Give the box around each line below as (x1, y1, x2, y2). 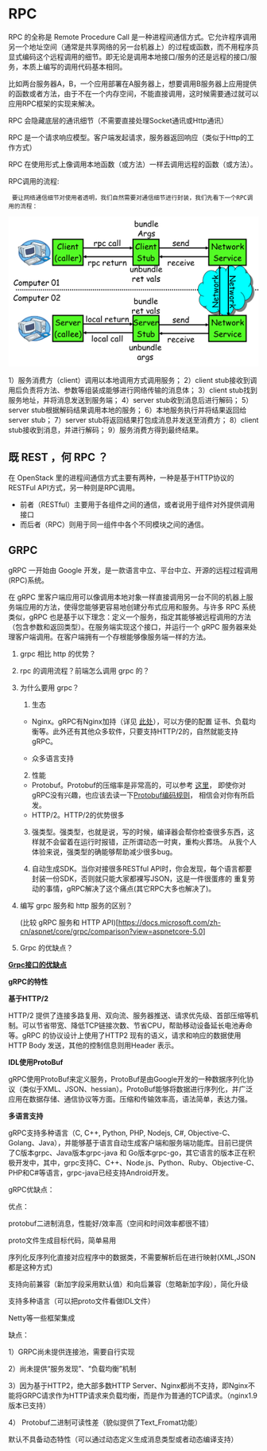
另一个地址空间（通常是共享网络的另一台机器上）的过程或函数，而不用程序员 (8, 41, 259, 52)
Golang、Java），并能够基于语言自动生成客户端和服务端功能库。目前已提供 (8, 1138, 253, 1148)
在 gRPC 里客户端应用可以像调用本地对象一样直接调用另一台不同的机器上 (8, 592, 246, 602)
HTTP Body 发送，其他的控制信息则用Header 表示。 (8, 1040, 179, 1051)
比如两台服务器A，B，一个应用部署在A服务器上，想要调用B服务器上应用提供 (8, 79, 257, 88)
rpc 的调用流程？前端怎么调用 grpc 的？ (19, 666, 150, 676)
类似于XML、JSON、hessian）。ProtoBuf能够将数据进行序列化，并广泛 (21, 1084, 253, 1094)
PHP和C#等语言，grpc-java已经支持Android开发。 (8, 1168, 173, 1178)
